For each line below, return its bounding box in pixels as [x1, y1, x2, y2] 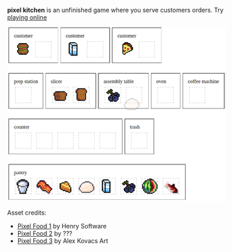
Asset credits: [7, 208, 47, 217]
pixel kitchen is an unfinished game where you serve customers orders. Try [7, 6, 224, 14]
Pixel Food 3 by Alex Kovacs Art [17, 237, 109, 245]
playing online [7, 13, 47, 22]
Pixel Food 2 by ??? [17, 229, 73, 238]
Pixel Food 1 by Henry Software [17, 222, 107, 230]
